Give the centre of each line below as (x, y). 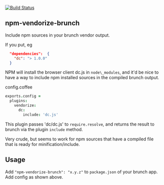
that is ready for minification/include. (42, 144)
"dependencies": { (30, 54)
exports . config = (23, 96)
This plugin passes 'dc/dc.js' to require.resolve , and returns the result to (80, 124)
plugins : (19, 101)
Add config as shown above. (34, 177)
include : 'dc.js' (41, 115)
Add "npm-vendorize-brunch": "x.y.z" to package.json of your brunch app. (82, 172)
